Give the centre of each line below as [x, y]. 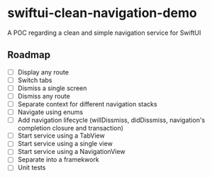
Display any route [43, 72]
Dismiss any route [44, 96]
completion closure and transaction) [71, 128]
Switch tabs [35, 80]
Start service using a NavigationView [71, 152]
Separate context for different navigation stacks [87, 104]
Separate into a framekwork [58, 160]
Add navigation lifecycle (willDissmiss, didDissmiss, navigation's [111, 120]
